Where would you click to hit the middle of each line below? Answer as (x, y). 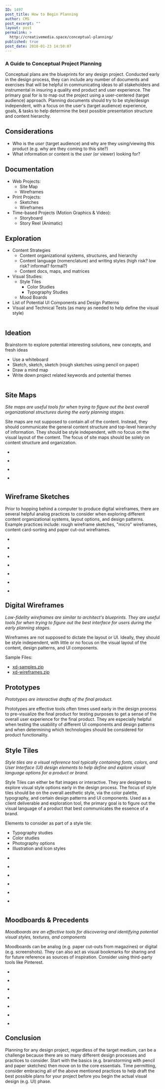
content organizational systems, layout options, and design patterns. (75, 519)
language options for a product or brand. (47, 773)
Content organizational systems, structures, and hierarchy (79, 256)
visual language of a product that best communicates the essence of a (77, 808)
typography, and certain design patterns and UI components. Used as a (78, 798)
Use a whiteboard (30, 359)
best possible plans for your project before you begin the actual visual (76, 1076)
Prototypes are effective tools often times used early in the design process (81, 709)
